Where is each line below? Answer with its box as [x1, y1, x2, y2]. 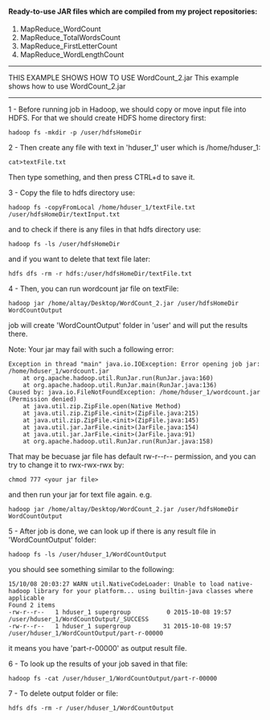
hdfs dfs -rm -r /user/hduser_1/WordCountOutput [8, 704, 174, 713]
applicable [8, 595, 45, 603]
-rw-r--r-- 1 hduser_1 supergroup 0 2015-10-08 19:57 [8, 608, 231, 616]
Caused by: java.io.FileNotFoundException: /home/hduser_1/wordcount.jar [8, 388, 261, 397]
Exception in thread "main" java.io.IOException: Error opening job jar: [8, 360, 261, 369]
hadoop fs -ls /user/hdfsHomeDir [8, 240, 121, 248]
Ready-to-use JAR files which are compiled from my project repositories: [8, 6, 258, 16]
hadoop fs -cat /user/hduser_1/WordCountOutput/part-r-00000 [8, 675, 218, 683]
